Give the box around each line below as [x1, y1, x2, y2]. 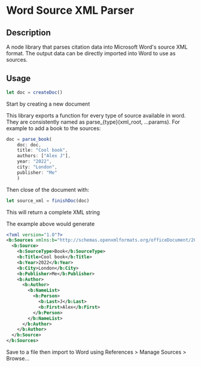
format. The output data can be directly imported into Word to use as [6, 50, 176, 57]
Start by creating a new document [6, 100, 90, 107]
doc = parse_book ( [6, 136, 52, 142]
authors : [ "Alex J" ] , [17, 153, 71, 159]
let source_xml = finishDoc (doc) [6, 197, 90, 204]
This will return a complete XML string [6, 208, 100, 216]
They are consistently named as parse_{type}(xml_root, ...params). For [6, 118, 181, 125]
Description [6, 28, 51, 38]
